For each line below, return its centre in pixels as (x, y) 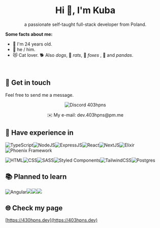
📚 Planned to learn (36, 177)
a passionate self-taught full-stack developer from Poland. (85, 24)
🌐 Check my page (34, 208)
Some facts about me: (29, 34)
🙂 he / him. (24, 49)
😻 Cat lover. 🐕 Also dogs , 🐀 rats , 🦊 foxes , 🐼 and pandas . (73, 55)
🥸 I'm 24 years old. (32, 44)
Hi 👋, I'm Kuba (85, 10)
